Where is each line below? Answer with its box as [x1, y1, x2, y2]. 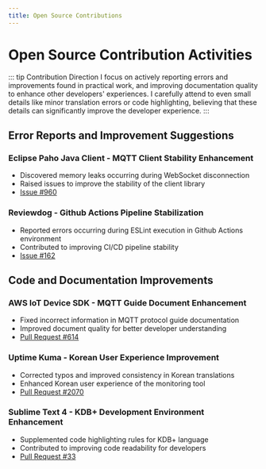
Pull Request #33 [19, 452, 76, 461]
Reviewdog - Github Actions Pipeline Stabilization [8, 207, 204, 218]
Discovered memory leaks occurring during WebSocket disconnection [19, 171, 250, 180]
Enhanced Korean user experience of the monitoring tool [19, 379, 206, 388]
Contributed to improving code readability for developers [19, 443, 206, 452]
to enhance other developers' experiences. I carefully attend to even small [8, 89, 252, 98]
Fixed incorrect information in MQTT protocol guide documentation [19, 315, 240, 325]
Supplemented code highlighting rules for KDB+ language [19, 434, 209, 444]
